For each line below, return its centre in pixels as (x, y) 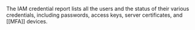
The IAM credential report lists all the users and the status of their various (98, 9)
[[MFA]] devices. (27, 21)
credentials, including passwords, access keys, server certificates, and (94, 15)
